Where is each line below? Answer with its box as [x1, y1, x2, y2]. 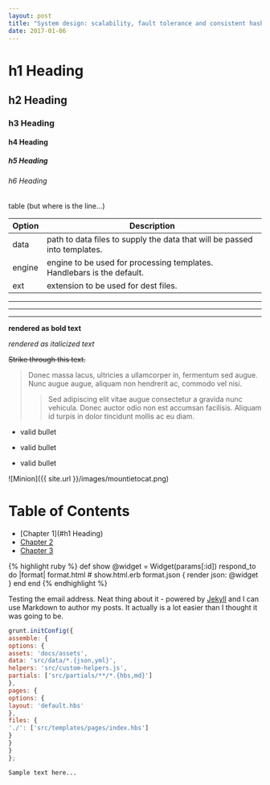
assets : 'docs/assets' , [8, 649, 88, 657]
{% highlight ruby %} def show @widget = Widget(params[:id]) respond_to [8, 561, 256, 571]
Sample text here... [8, 768, 78, 777]
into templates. [47, 244, 103, 255]
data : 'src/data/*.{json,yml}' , [8, 657, 117, 665]
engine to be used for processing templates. [47, 257, 214, 268]
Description [129, 221, 175, 232]
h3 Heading [8, 118, 55, 129]
